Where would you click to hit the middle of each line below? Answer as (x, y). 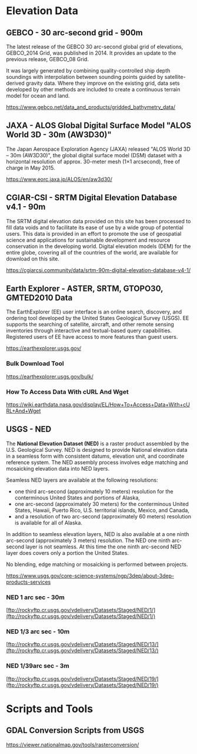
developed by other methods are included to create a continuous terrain (93, 89)
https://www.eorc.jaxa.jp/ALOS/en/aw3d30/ (59, 179)
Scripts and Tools (50, 709)
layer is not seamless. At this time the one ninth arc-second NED (103, 547)
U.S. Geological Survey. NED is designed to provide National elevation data (97, 449)
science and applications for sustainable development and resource (88, 240)
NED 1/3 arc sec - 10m (38, 631)
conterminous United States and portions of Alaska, (77, 497)
